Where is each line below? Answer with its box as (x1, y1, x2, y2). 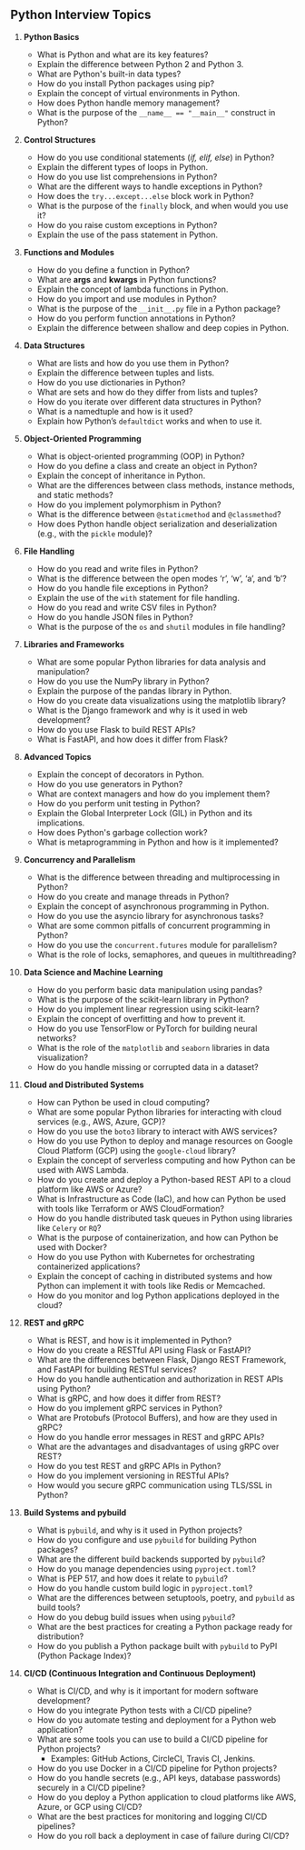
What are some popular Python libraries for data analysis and (36, 656, 267, 667)
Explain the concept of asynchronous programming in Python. (36, 900, 270, 912)
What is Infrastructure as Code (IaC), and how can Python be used (36, 1193, 287, 1204)
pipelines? (36, 1820, 76, 1831)
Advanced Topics (23, 751, 92, 762)
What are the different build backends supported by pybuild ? (36, 1554, 266, 1565)
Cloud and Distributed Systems (23, 1079, 144, 1090)
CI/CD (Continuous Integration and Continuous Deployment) (23, 1667, 257, 1678)
